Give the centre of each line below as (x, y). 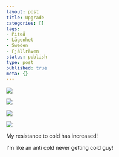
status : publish (27, 57)
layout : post (23, 12)
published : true (27, 68)
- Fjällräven (23, 51)
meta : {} (17, 74)
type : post (20, 62)
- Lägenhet (20, 40)
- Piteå (16, 34)
